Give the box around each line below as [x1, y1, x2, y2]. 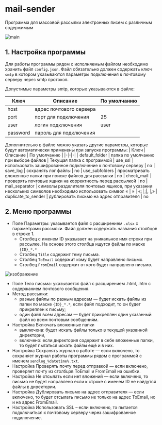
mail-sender [5, 3, 56, 15]
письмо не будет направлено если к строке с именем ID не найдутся [12, 378, 156, 384]
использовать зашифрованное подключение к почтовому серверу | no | [5, 162, 155, 168]
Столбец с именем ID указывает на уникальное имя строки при [19, 236, 152, 241]
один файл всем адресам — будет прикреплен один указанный [19, 311, 152, 317]
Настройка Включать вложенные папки [12, 322, 95, 327]
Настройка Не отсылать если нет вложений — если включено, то [12, 373, 148, 379]
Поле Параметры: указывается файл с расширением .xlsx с [12, 220, 138, 226]
